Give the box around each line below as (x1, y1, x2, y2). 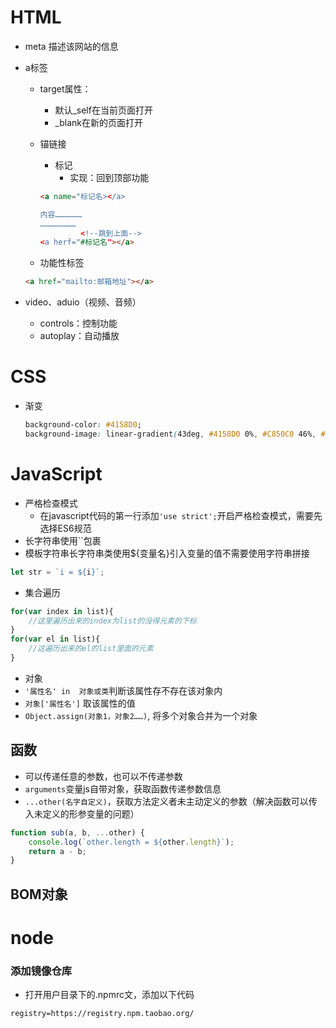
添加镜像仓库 (10, 964, 73, 978)
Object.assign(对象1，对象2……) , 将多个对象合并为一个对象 (24, 709, 258, 721)
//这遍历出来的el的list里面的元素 (28, 644, 154, 654)
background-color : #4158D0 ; (24, 420, 142, 430)
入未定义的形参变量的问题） (24, 807, 140, 820)
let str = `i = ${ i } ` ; (10, 567, 105, 577)
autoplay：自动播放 (39, 330, 120, 342)
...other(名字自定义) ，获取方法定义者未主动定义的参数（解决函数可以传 (24, 795, 318, 807)
